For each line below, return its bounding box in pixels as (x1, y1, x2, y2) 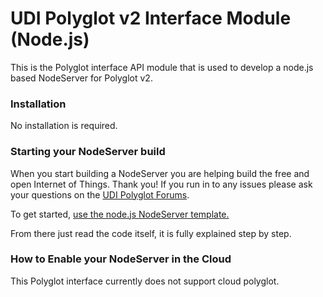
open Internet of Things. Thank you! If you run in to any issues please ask (10, 178, 313, 190)
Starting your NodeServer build (10, 145, 166, 159)
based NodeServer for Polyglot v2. (10, 72, 153, 84)
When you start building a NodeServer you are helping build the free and (10, 167, 310, 179)
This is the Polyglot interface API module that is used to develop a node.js (10, 61, 314, 73)
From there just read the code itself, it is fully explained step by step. (10, 227, 292, 239)
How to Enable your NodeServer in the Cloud (10, 252, 232, 266)
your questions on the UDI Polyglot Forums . (10, 188, 190, 201)
